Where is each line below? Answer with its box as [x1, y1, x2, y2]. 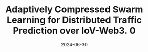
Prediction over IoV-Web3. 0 [13, 25, 136, 36]
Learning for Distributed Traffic [7, 14, 142, 26]
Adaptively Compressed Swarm [5, 4, 143, 15]
